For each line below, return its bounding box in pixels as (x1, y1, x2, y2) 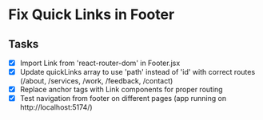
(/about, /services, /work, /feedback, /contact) (19, 76, 173, 86)
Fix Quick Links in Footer (8, 6, 175, 24)
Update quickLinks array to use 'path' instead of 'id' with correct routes (19, 68, 256, 77)
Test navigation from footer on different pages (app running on (19, 94, 226, 103)
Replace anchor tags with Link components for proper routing (19, 85, 223, 95)
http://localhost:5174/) (19, 103, 94, 112)
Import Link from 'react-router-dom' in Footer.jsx (19, 58, 181, 68)
